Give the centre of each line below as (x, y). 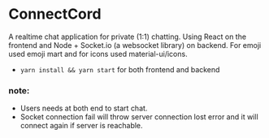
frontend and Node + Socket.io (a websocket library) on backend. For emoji (135, 45)
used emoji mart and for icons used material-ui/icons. (98, 54)
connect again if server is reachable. (82, 126)
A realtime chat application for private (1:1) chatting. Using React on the (127, 37)
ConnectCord (55, 14)
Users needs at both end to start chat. (84, 108)
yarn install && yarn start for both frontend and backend (120, 69)
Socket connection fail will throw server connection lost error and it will (139, 117)
